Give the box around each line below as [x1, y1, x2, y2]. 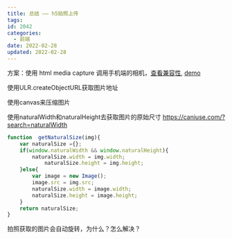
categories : [7, 29, 42, 37]
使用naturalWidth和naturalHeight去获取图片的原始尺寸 [7, 112, 161, 121]
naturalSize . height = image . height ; [32, 192, 138, 199]
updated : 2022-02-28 [7, 49, 67, 56]
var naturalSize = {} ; [19, 140, 82, 148]
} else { [19, 166, 39, 173]
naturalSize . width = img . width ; [32, 153, 126, 160]
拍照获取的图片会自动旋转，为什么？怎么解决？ [7, 224, 141, 233]
